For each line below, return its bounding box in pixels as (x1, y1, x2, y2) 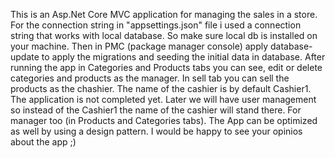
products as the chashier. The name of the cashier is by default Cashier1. (10, 83, 312, 94)
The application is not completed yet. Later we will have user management (10, 94, 317, 105)
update (10, 51, 40, 63)
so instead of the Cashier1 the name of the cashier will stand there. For (10, 104, 302, 116)
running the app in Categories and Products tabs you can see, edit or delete (10, 62, 323, 73)
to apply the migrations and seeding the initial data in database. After (41, 51, 326, 63)
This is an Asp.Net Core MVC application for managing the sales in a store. (10, 9, 318, 20)
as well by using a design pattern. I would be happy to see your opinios (10, 125, 303, 137)
